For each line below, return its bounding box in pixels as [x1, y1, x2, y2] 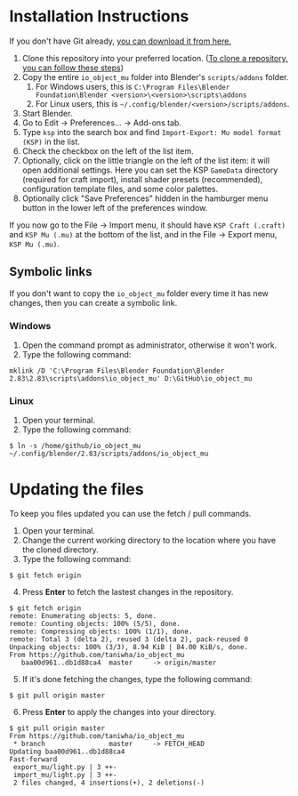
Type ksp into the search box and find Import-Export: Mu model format [21, 126, 282, 137]
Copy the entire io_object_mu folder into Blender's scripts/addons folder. [21, 71, 289, 82]
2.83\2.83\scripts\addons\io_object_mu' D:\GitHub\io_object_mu [9, 374, 253, 383]
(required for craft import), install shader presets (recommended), [21, 173, 263, 184]
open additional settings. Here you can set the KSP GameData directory [21, 165, 278, 175]
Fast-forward [9, 755, 58, 764]
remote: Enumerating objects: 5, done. [9, 612, 157, 621]
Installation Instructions [9, 6, 189, 27]
